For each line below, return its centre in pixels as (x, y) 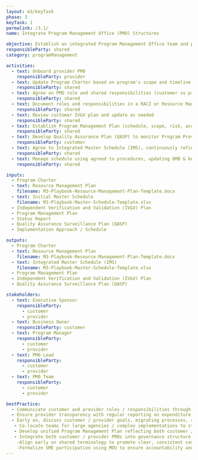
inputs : (16, 175)
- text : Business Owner (40, 322)
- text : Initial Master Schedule (52, 197)
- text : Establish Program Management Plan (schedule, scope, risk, (97, 126)
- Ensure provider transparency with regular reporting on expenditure (101, 415)
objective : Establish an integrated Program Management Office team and (97, 44)
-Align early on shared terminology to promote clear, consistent (100, 442)
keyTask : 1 (19, 22)
